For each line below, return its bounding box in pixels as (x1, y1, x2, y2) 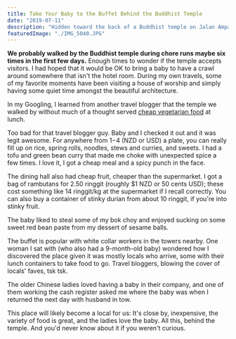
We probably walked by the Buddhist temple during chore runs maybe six (7, 49, 226, 58)
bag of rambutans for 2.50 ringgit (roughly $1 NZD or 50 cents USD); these (7, 180, 224, 188)
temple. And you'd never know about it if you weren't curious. (7, 324, 186, 333)
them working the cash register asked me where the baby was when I (7, 288, 209, 296)
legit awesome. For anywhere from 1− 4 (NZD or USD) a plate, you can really (7, 136, 227, 145)
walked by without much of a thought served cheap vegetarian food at (7, 108, 211, 116)
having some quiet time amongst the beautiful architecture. (7, 87, 178, 95)
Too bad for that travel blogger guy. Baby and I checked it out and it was (7, 129, 216, 137)
